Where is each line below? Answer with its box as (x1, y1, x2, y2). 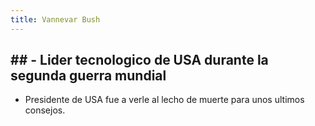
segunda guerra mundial (10, 67, 167, 85)
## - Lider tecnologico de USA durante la (10, 52, 269, 69)
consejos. (24, 104, 66, 116)
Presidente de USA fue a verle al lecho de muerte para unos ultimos (24, 94, 305, 106)
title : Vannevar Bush (10, 14, 101, 25)
